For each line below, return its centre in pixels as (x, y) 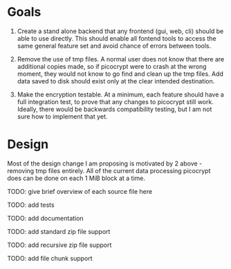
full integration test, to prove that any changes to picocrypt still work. (115, 101)
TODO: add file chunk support (50, 258)
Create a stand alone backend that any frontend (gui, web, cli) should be (120, 31)
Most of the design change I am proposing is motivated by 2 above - (105, 163)
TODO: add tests (31, 205)
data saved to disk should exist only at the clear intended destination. (116, 81)
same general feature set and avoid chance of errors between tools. (114, 46)
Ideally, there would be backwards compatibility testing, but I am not (114, 109)
